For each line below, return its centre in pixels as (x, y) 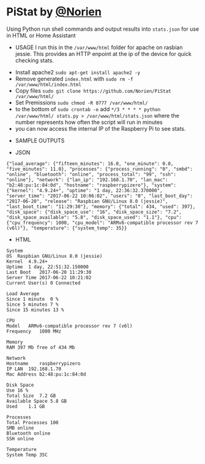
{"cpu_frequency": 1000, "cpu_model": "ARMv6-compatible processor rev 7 (102, 223)
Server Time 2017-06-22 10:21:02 (49, 277)
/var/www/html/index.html (48, 85)
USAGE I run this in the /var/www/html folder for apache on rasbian (99, 47)
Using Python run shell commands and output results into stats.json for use (103, 29)
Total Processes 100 (33, 422)
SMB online (20, 428)
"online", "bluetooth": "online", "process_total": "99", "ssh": (91, 174)
